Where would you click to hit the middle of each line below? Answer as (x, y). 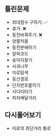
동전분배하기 (24, 47)
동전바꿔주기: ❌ (27, 35)
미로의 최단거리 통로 (31, 128)
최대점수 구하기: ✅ (30, 22)
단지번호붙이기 (26, 85)
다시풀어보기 (23, 115)
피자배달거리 (24, 98)
